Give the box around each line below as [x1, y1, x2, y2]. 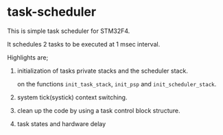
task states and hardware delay [16, 119, 106, 127]
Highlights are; [7, 53, 49, 62]
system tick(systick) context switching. [16, 93, 128, 101]
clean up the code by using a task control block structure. [16, 106, 180, 114]
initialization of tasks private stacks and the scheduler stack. [16, 66, 189, 75]
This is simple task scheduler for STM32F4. [7, 27, 130, 35]
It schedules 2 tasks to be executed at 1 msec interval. [7, 40, 161, 48]
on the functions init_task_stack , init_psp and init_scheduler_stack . [16, 79, 217, 88]
